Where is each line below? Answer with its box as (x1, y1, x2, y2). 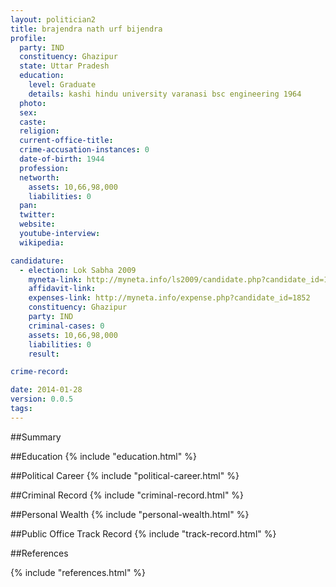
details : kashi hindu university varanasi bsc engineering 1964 (28, 89, 302, 99)
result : (28, 349, 60, 359)
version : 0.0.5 (10, 394, 74, 405)
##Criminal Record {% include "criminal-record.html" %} (10, 489, 245, 501)
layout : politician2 (10, 14, 97, 25)
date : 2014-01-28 (10, 385, 83, 395)
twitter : (19, 210, 56, 220)
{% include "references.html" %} (10, 566, 147, 578)
